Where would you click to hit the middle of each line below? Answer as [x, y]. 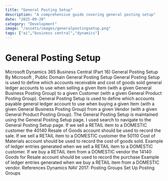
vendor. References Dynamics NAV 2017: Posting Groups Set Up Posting [80, 167]
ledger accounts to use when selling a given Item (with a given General [78, 88]
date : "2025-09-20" [26, 19]
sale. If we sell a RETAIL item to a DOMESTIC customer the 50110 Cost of [80, 135]
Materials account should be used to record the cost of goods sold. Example [84, 141]
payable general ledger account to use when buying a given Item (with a [80, 104]
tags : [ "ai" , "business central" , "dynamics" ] [52, 33]
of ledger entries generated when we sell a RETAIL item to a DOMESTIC [79, 146]
